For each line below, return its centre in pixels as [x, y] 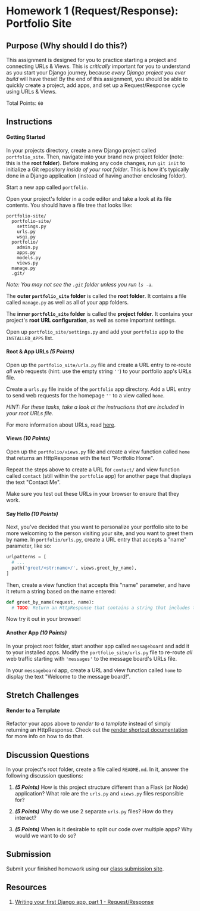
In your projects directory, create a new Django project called [81, 150]
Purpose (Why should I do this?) [67, 46]
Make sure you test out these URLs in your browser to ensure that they [93, 494]
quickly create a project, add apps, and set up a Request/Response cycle [96, 85]
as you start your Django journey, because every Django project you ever [96, 72]
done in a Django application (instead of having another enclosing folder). [96, 175]
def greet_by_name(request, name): [50, 602]
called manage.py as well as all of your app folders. [68, 302]
